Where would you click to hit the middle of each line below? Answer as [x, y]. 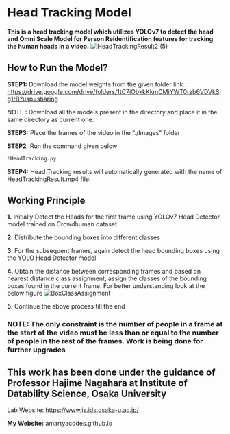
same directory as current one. [51, 119]
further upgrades [37, 350]
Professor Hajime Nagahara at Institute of [98, 383]
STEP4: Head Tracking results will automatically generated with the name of [115, 171]
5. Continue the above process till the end [66, 306]
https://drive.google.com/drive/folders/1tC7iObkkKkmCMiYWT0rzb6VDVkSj [114, 91]
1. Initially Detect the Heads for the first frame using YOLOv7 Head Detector [114, 217]
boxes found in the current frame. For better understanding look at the [106, 286]
